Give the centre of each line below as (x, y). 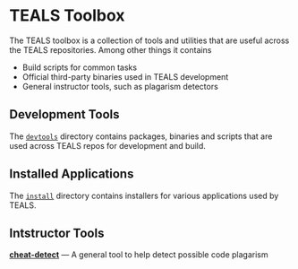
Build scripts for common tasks (79, 67)
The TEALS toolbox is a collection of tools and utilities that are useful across (149, 40)
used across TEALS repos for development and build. (107, 145)
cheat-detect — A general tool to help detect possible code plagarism (139, 255)
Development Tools (64, 114)
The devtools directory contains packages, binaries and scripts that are (141, 136)
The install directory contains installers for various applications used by (144, 195)
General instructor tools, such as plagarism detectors (120, 86)
